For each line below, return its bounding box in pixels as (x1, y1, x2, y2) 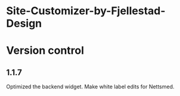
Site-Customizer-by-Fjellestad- (6, 4, 166, 18)
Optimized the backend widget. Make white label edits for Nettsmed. (6, 83, 175, 90)
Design (6, 17, 42, 30)
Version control (6, 44, 85, 57)
